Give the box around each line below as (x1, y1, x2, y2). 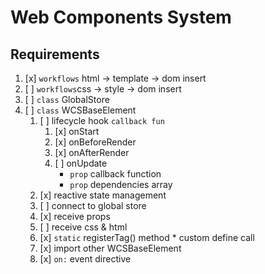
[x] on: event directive (39, 253, 132, 265)
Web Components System (10, 6, 232, 29)
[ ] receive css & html (39, 221, 128, 233)
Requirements (10, 46, 100, 63)
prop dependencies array (69, 179, 173, 190)
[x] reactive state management (39, 189, 167, 201)
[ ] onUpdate (54, 157, 108, 169)
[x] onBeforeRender (54, 136, 137, 148)
